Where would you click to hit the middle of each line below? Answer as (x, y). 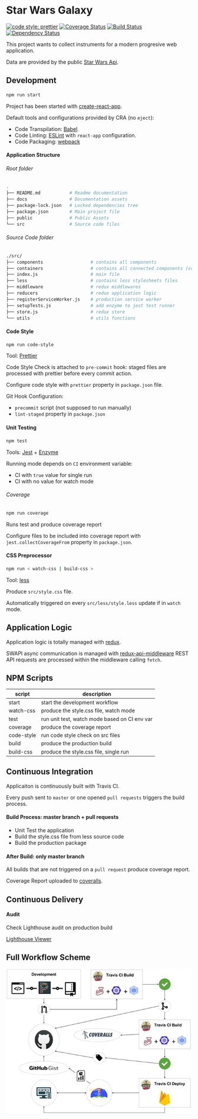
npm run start (24, 95)
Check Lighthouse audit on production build (60, 927)
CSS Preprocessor (29, 555)
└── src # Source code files (63, 224)
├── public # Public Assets (58, 218)
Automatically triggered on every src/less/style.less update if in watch (93, 603)
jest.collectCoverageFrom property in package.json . (69, 542)
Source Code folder (30, 238)
